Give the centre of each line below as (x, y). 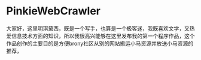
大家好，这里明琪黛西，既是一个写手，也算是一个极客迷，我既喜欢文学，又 (98, 28)
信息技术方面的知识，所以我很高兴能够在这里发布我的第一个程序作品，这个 (103, 36)
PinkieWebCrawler (53, 11)
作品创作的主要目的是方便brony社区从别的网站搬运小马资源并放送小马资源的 (100, 43)
